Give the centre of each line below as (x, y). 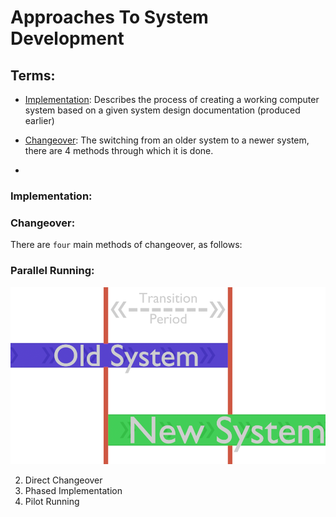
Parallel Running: (52, 271)
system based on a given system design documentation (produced (162, 110)
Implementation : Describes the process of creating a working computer (172, 99)
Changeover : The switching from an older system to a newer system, (167, 140)
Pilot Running (52, 502)
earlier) (39, 120)
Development (67, 38)
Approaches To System (109, 17)
